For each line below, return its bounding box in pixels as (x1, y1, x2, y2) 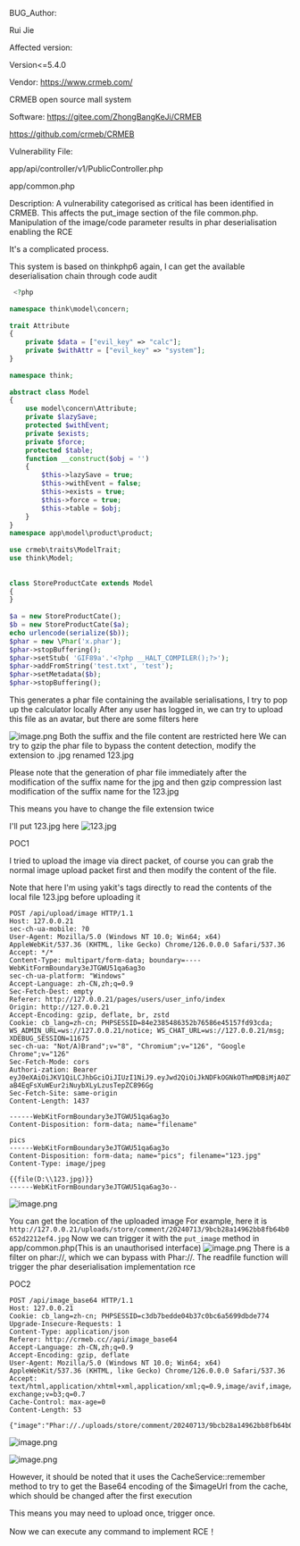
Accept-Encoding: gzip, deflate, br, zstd (9, 1011, 170, 1020)
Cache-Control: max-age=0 (9, 1398, 105, 1407)
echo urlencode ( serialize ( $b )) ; (9, 628, 129, 637)
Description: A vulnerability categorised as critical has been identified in (9, 198, 274, 208)
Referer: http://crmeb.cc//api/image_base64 (9, 1335, 178, 1344)
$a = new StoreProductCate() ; (9, 612, 122, 621)
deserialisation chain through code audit (9, 271, 158, 281)
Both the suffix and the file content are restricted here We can (59, 731, 287, 741)
